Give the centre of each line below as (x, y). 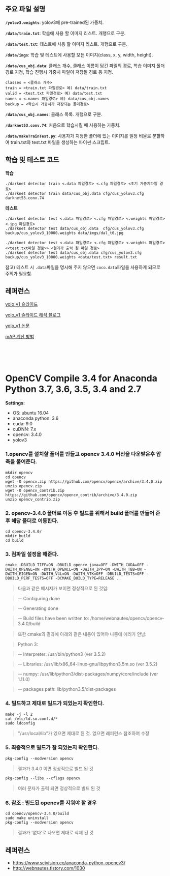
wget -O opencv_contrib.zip (35, 490)
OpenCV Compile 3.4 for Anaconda (81, 378)
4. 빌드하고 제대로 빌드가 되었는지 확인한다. (55, 704)
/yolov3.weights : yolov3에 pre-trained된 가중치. (55, 22)
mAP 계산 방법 (20, 337)
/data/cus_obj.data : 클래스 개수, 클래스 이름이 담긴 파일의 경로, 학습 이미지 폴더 (85, 66)
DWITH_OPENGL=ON (22, 570)
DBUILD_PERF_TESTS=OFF (29, 578)
